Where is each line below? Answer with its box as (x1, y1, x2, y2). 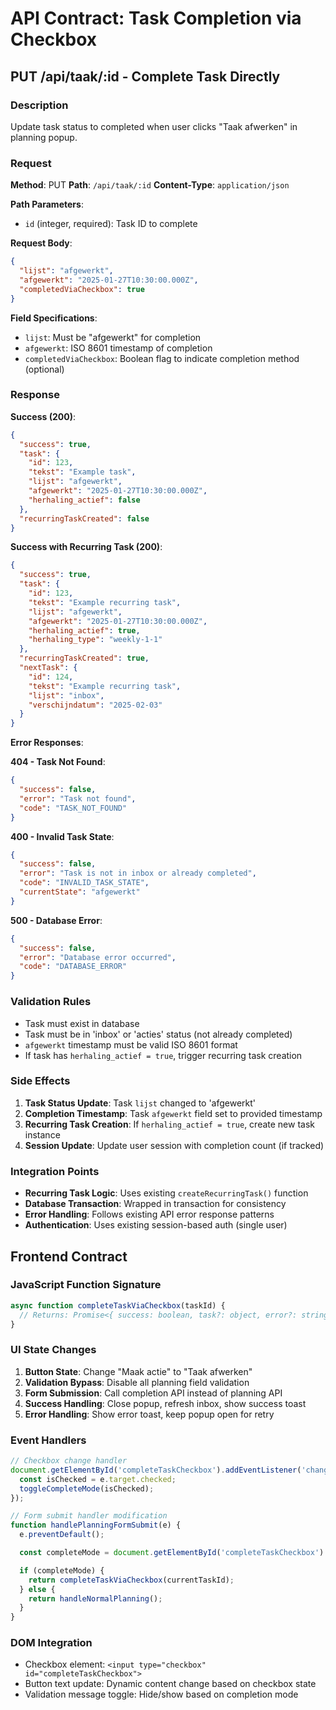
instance (24, 1128, 61, 1141)
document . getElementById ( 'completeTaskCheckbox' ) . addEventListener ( (10, 1465, 302, 1475)
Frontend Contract (10, 1248, 128, 1265)
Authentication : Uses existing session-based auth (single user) (24, 1219, 288, 1231)
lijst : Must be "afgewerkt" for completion (24, 331, 202, 343)
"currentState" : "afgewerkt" (19, 887, 141, 897)
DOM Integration (10, 1636, 93, 1650)
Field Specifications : (10, 312, 98, 324)
